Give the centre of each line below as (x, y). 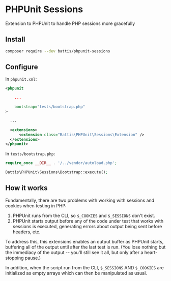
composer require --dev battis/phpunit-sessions (58, 51)
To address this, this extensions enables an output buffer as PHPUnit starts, (84, 241)
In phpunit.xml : (21, 79)
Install (15, 39)
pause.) (33, 258)
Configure (22, 67)
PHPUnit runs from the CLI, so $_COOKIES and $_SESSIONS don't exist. (84, 215)
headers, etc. (26, 232)
